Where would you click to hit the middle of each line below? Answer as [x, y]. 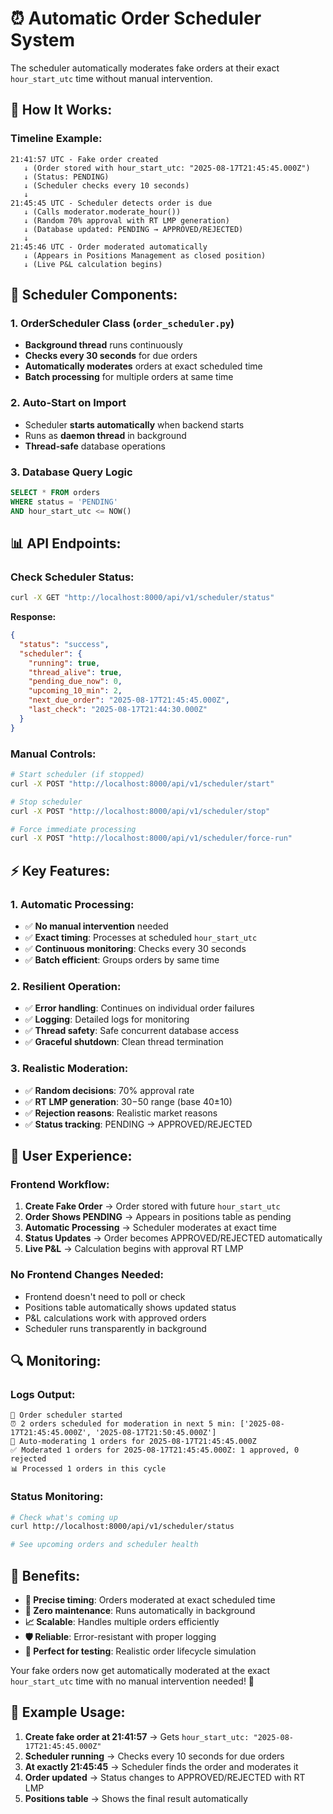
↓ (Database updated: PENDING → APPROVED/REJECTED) [133, 229]
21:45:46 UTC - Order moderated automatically [109, 247]
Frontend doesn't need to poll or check [105, 1296]
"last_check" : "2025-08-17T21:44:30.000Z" [118, 710]
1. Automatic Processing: [72, 904]
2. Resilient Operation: [66, 986]
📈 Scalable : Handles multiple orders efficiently [122, 1621]
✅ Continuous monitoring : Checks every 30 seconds [135, 948]
